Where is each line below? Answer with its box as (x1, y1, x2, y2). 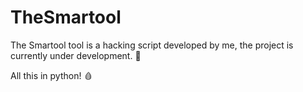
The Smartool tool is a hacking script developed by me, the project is (10, 39, 294, 51)
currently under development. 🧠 (10, 49, 142, 61)
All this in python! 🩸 (10, 69, 93, 81)
